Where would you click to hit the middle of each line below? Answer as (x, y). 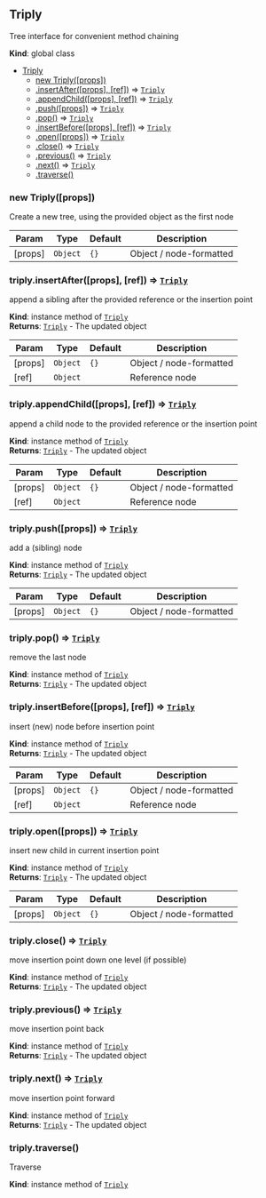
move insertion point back (57, 1029)
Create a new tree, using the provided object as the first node (121, 217)
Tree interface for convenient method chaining (94, 36)
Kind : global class (42, 53)
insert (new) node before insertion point (82, 726)
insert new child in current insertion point (84, 850)
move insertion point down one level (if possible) (98, 960)
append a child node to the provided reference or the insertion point (133, 423)
